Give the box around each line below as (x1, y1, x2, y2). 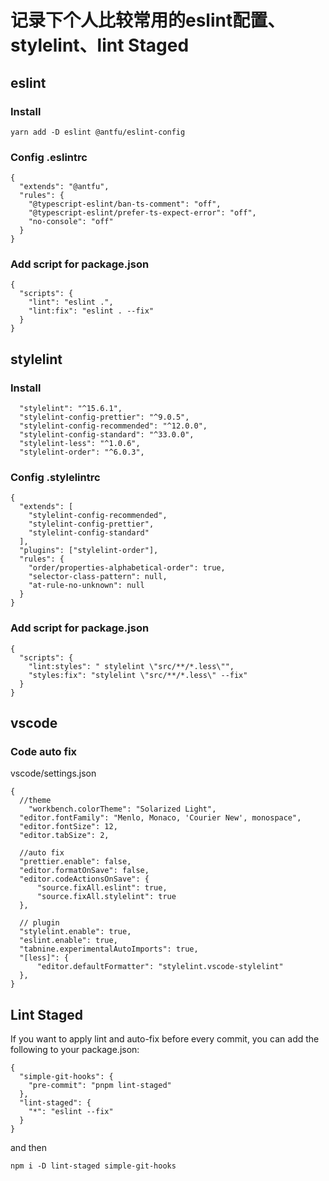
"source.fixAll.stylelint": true (36, 892, 177, 902)
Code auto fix (10, 745, 78, 759)
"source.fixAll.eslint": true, (36, 883, 168, 893)
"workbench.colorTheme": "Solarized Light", (28, 804, 217, 815)
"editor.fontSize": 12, (19, 822, 118, 832)
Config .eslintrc (10, 150, 88, 164)
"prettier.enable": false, (19, 857, 132, 867)
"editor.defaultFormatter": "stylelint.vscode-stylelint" (36, 962, 284, 972)
